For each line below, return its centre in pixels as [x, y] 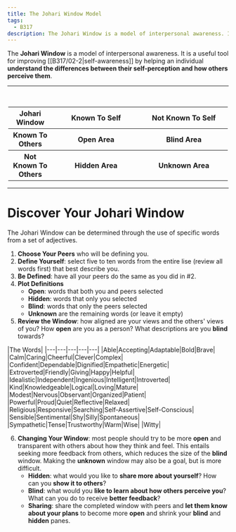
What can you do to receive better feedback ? [94, 498]
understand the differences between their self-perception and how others [118, 68]
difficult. [29, 469]
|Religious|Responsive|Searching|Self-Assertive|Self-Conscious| [101, 410]
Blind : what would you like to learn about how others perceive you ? [127, 491]
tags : [15, 20]
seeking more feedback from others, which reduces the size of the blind [122, 453]
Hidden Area [96, 166]
